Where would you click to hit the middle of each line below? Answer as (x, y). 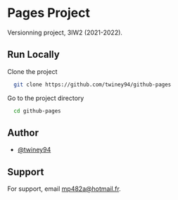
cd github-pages (37, 111)
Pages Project (49, 13)
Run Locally (33, 55)
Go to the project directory (46, 98)
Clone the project (32, 71)
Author (23, 133)
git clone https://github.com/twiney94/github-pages (93, 85)
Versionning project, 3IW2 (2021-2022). (65, 32)
